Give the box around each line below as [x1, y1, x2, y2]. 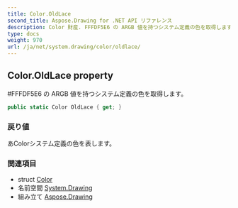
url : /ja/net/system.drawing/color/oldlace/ [7, 43, 141, 50]
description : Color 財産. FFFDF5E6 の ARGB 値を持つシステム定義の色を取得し [7, 23, 222, 31]
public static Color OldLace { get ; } [7, 104, 122, 111]
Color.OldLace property [7, 70, 113, 82]
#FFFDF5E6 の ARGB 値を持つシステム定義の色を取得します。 [7, 89, 188, 98]
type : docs [7, 30, 40, 38]
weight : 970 [7, 37, 42, 44]
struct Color [17, 175, 53, 184]
